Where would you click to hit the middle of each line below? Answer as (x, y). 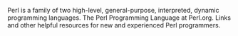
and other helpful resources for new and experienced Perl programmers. (114, 25)
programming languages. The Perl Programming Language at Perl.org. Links (119, 18)
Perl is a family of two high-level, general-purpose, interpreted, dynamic (113, 10)
